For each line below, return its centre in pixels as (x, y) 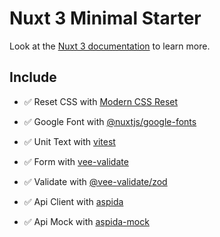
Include (33, 77)
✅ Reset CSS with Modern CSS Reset (101, 101)
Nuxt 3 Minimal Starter (105, 18)
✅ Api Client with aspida (73, 201)
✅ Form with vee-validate (76, 161)
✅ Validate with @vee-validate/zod (95, 181)
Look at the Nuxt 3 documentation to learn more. (110, 46)
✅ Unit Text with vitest (69, 141)
